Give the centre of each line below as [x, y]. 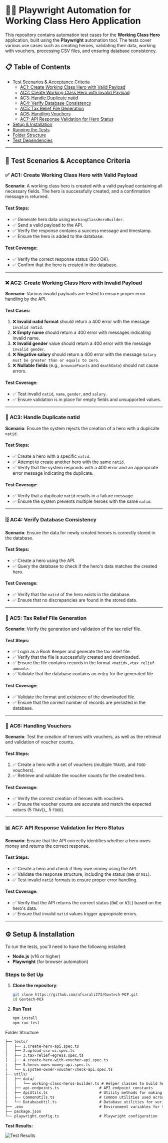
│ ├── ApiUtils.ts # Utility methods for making [84, 1093]
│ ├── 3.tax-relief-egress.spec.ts [44, 1056]
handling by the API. [26, 299]
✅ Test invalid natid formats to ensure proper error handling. [75, 880]
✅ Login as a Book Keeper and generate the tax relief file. [71, 652]
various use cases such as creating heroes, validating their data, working [80, 45]
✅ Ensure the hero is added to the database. [58, 236]
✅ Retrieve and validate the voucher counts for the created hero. [79, 776]
